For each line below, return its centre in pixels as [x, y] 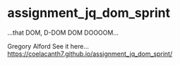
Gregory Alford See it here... [48, 46]
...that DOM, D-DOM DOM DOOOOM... [63, 32]
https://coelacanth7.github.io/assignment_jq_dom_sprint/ [90, 54]
